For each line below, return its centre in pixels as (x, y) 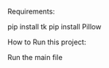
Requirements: (31, 11)
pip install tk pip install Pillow (54, 26)
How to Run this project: (47, 42)
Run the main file (35, 57)
